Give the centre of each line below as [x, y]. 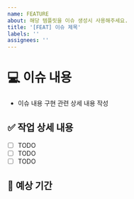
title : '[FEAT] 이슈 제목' [44, 27]
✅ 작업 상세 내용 [40, 128]
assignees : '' [28, 41]
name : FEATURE [28, 14]
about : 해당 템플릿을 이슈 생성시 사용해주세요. [68, 21]
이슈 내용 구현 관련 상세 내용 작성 [63, 103]
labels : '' [23, 34]
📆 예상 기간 [30, 186]
